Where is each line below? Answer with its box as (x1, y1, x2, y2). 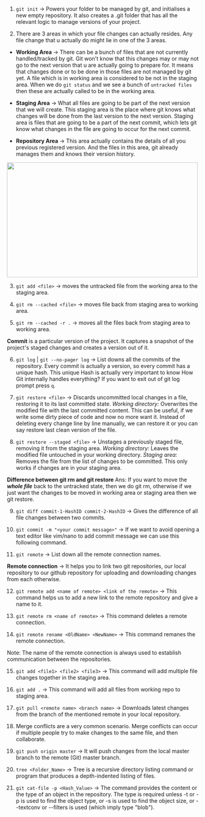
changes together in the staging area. (15, 674, 110, 681)
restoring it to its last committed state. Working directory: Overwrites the (15, 401, 198, 407)
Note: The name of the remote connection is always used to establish (7, 649, 182, 656)
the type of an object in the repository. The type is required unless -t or (15, 791, 195, 798)
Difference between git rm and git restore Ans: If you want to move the (7, 476, 187, 483)
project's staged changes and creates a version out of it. (7, 344, 149, 351)
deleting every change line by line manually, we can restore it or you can (15, 420, 198, 427)
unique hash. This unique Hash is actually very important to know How (15, 369, 193, 376)
